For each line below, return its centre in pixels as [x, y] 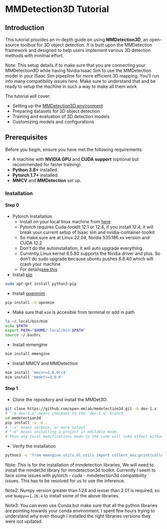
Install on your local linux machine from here [65, 221]
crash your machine [40, 264]
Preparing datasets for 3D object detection [56, 111]
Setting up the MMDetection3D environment [58, 106]
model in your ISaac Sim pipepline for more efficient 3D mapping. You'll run [82, 76]
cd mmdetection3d [23, 418]
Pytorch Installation [32, 216]
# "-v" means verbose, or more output [45, 427]
